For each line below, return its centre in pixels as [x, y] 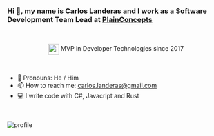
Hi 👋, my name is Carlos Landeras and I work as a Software [107, 11]
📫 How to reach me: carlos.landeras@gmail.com [87, 86]
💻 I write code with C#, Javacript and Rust [78, 96]
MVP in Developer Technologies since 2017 [123, 49]
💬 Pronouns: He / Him [48, 78]
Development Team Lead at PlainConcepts [80, 19]
